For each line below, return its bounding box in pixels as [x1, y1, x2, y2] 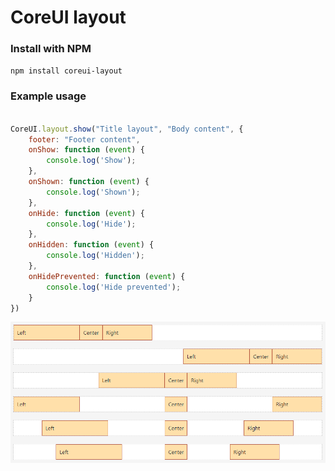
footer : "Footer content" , [28, 134, 141, 145]
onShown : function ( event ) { [28, 177, 150, 187]
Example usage [10, 89, 87, 103]
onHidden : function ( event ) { [28, 240, 155, 250]
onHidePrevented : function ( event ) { [28, 271, 186, 281]
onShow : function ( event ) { [28, 145, 145, 155]
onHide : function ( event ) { [28, 208, 145, 218]
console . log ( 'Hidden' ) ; [46, 251, 145, 261]
